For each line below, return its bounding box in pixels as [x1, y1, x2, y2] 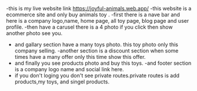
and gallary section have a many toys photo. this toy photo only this [14, 41, 178, 48]
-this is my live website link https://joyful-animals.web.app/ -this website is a [6, 5, 192, 12]
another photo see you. [6, 30, 63, 37]
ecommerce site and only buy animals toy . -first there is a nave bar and [6, 11, 181, 18]
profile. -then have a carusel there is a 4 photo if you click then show [6, 23, 173, 30]
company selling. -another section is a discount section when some [14, 47, 179, 54]
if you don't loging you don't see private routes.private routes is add [14, 72, 180, 79]
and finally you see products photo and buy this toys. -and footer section [14, 60, 192, 66]
